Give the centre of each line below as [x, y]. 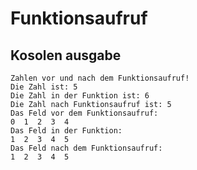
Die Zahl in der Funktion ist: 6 [80, 96]
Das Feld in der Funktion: [66, 131]
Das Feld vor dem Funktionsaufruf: [84, 113]
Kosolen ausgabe [66, 55]
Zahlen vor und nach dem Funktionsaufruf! [100, 78]
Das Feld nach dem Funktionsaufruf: [86, 148]
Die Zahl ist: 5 [44, 87]
